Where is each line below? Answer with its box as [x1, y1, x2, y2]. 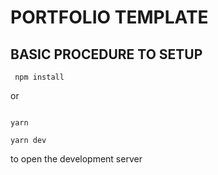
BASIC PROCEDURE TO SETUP [10, 46, 203, 63]
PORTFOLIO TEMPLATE [10, 6, 209, 29]
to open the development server [10, 153, 143, 165]
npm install [14, 72, 65, 82]
